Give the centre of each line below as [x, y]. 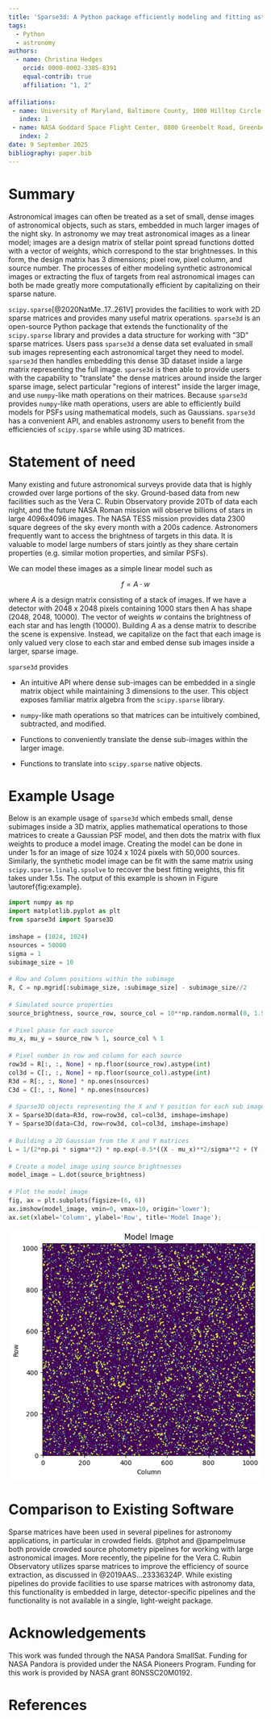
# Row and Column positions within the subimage [92, 979]
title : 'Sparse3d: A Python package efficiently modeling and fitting [129, 17]
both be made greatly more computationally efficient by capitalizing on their [134, 285]
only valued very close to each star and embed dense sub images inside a [132, 642]
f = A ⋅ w [135, 584]
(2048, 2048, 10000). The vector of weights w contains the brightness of [130, 616]
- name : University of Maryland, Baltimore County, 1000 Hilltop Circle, [138, 111]
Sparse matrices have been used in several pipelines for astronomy [120, 1532]
